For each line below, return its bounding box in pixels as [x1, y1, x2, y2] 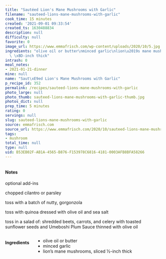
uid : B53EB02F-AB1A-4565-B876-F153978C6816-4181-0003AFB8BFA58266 [5, 150, 145, 155]
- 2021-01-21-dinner [5, 67, 48, 72]
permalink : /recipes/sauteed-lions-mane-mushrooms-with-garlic [5, 85, 138, 90]
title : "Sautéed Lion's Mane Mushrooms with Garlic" [5, 7, 116, 12]
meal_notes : [5, 62, 30, 67]
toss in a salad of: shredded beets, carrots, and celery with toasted [5, 218, 142, 224]
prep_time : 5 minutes [5, 104, 50, 109]
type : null [5, 145, 28, 150]
